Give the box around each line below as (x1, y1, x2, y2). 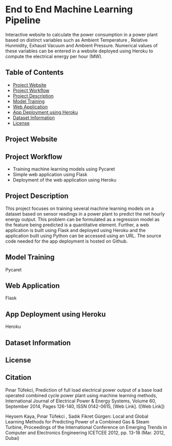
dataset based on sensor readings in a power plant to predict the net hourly (5, 210, 165, 217)
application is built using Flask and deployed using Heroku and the (5, 227, 146, 233)
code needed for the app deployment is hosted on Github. (5, 238, 128, 244)
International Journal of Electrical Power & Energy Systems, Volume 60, (5, 398, 157, 404)
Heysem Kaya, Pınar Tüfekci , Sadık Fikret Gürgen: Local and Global (5, 413, 149, 419)
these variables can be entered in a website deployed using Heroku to (5, 48, 154, 54)
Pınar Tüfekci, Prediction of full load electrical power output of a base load (5, 386, 163, 393)
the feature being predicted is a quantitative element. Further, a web (5, 222, 149, 228)
